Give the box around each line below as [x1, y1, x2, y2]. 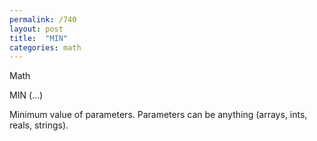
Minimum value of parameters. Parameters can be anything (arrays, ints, [9, 109, 308, 121]
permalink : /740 [9, 14, 77, 25]
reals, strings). [9, 119, 69, 131]
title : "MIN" [9, 33, 69, 43]
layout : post [9, 24, 64, 34]
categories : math [9, 42, 82, 53]
